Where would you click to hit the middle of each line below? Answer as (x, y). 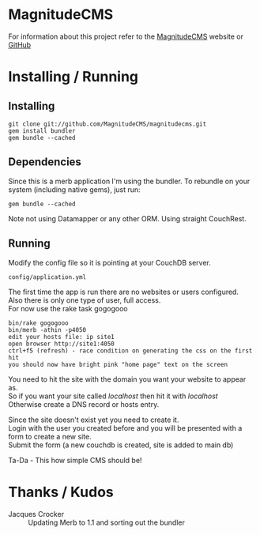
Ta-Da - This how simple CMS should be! (75, 460)
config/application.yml (47, 277)
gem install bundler (42, 131)
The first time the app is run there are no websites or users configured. (124, 292)
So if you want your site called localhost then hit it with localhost (113, 396)
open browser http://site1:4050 (61, 344)
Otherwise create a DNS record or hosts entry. (84, 404)
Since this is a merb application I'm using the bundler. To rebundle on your (129, 181)
